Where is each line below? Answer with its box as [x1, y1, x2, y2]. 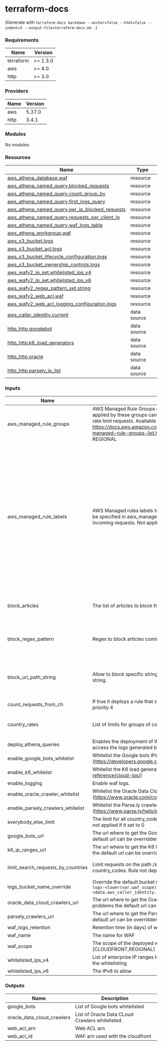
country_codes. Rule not [92, 867, 147, 874]
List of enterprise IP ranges [92, 954, 154, 961]
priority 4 [92, 704, 113, 711]
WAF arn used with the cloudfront [75, 1032, 151, 1039]
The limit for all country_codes [92, 816, 161, 823]
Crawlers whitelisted [75, 1017, 121, 1024]
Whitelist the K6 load [92, 766, 140, 773]
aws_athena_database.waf [7, 174, 67, 181]
